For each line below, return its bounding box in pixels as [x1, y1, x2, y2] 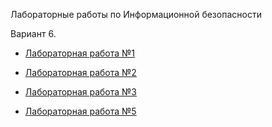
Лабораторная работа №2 [24, 67, 137, 78]
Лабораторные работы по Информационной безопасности [10, 9, 262, 20]
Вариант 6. [10, 28, 57, 39]
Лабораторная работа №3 [24, 86, 137, 98]
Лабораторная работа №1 [24, 47, 136, 59]
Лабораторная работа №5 [24, 105, 137, 117]
